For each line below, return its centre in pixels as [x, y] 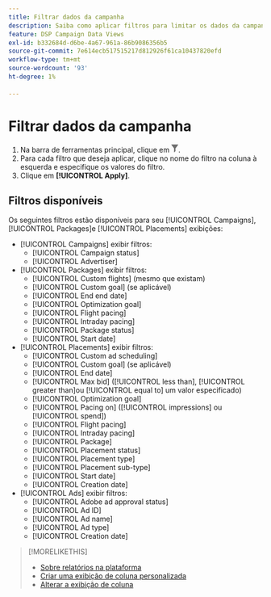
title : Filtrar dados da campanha [67, 17]
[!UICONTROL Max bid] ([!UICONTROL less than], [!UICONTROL [138, 382]
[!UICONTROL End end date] [79, 296]
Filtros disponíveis [56, 201]
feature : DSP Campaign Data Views [67, 34]
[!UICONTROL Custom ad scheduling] [95, 356]
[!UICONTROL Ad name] [72, 519]
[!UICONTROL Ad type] [71, 528]
